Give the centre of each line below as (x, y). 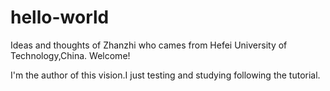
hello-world (60, 17)
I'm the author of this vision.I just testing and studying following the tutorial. (165, 75)
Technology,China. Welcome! (70, 55)
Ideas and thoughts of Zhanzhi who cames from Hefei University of (149, 45)
